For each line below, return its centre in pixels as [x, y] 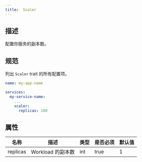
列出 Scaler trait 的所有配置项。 [37, 74]
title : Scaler [21, 10]
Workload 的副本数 [53, 152]
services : [15, 92]
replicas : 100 [33, 110]
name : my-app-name [24, 83]
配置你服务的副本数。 [27, 44]
